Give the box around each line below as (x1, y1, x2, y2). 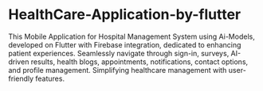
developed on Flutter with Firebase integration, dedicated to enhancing (8, 40, 241, 49)
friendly (8, 74, 34, 83)
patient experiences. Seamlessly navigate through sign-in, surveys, (8, 48, 230, 58)
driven (8, 57, 29, 66)
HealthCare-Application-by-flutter (8, 6, 241, 24)
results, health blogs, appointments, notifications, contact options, (30, 57, 249, 66)
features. (35, 74, 65, 83)
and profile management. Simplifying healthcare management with (8, 65, 227, 74)
